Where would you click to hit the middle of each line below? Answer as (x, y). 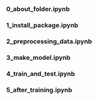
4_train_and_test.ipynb (41, 73)
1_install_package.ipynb (42, 25)
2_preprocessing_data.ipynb (49, 42)
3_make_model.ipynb (38, 57)
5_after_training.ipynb (39, 90)
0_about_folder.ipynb (38, 9)
